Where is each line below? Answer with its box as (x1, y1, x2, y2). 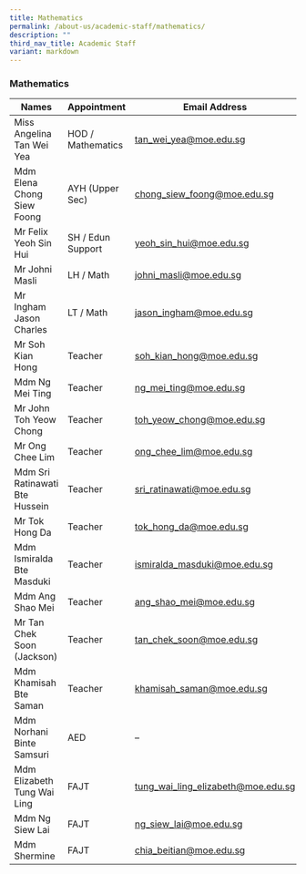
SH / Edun (66, 231, 111, 244)
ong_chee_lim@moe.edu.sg (134, 446, 253, 458)
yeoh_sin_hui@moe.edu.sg (134, 237, 250, 250)
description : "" (9, 30, 71, 39)
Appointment (66, 101, 126, 114)
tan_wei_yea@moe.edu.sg (134, 133, 246, 146)
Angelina (14, 128, 52, 140)
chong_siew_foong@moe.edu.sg (134, 188, 275, 201)
